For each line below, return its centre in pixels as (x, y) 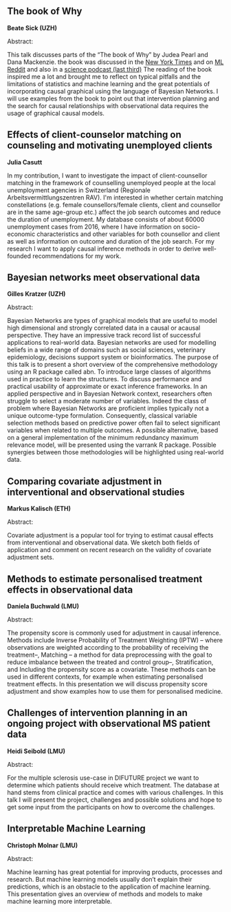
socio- (191, 226)
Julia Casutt (25, 162)
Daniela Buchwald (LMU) (43, 606)
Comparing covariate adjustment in (85, 481)
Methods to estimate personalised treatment (105, 579)
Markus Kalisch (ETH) (39, 509)
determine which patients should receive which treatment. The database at (113, 785)
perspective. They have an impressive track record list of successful (104, 335)
